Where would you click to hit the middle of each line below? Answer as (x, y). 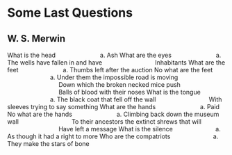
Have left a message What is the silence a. (140, 129)
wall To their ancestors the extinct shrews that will (104, 122)
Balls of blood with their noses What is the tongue (130, 92)
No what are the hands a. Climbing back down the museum (113, 114)
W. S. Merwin (36, 39)
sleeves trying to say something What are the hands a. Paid (114, 107)
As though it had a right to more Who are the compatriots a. (113, 136)
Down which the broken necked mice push (119, 84)
